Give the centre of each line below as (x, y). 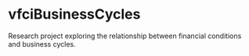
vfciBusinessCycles (74, 14)
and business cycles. (42, 44)
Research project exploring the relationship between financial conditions (125, 36)
